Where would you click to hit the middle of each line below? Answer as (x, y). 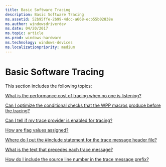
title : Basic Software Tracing (38, 10)
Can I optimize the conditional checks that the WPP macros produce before (83, 105)
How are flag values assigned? (37, 130)
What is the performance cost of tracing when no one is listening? (73, 95)
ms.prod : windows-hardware (33, 38)
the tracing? (18, 110)
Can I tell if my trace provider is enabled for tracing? (59, 120)
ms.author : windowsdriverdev (36, 24)
